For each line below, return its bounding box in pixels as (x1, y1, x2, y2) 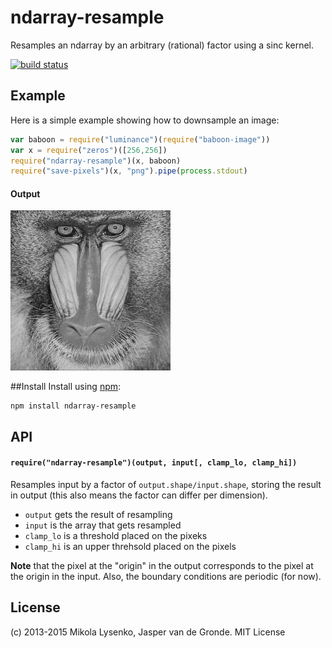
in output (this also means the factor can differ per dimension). (10, 489, 268, 501)
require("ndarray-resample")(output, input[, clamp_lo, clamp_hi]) (10, 458, 298, 468)
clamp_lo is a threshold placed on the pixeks (24, 530, 208, 542)
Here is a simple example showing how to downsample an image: (10, 114, 280, 126)
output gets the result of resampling (24, 509, 173, 521)
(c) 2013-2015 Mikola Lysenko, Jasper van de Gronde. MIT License (10, 626, 286, 638)
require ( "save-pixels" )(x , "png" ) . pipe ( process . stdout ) (10, 166, 248, 176)
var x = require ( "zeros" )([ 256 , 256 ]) (10, 145, 168, 155)
